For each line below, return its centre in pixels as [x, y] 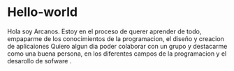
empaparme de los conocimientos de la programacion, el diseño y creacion [116, 38]
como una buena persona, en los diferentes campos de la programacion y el [117, 54]
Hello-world [43, 12]
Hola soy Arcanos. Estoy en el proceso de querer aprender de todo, [104, 31]
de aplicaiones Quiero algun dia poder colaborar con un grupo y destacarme [117, 46]
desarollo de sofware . [39, 61]
